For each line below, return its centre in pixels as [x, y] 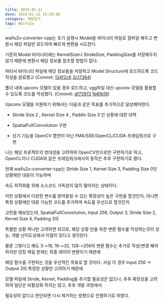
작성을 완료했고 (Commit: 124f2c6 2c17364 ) [48, 77]
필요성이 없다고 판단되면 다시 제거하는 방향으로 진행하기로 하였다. [68, 296]
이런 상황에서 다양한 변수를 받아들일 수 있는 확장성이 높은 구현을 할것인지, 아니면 [82, 196]
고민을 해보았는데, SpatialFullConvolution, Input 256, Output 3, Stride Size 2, [81, 212]
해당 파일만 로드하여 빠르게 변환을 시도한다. [55, 44]
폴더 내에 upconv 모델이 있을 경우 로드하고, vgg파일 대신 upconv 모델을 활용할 [81, 88]
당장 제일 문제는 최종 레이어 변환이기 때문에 [59, 252]
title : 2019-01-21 [24, 10]
